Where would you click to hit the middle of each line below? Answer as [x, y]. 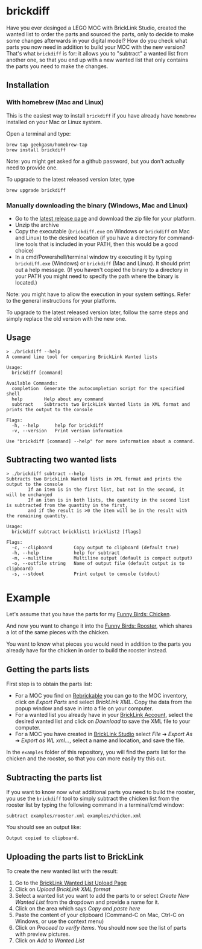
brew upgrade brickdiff [36, 190]
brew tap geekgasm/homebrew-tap [47, 145]
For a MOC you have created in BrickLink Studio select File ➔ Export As [104, 734]
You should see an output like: [44, 827]
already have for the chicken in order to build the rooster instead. [87, 651]
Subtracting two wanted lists [62, 460]
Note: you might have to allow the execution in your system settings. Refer [99, 294]
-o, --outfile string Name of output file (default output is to [98, 563]
